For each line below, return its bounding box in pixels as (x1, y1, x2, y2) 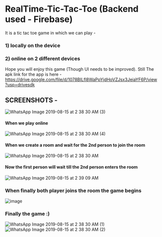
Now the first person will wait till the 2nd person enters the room (5, 164, 138, 170)
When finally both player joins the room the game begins (5, 187, 142, 194)
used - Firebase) (5, 14, 73, 25)
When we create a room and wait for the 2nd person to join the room (5, 142, 145, 148)
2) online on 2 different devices (5, 55, 80, 62)
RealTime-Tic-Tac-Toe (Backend (5, 3, 139, 15)
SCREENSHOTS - (5, 96, 57, 104)
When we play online (5, 120, 49, 126)
